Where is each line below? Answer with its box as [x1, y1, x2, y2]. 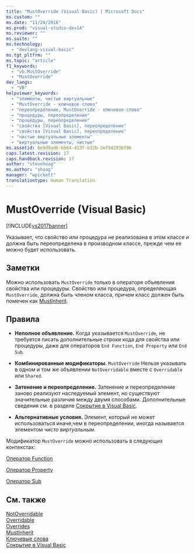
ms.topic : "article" [6, 57, 57, 63]
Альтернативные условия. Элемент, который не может [14, 414, 155, 421]
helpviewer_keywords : [6, 90, 59, 96]
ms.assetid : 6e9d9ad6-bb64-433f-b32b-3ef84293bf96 [6, 145, 132, 151]
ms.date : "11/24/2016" [6, 19, 61, 25]
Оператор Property [6, 467, 54, 474]
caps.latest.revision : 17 [6, 150, 69, 156]
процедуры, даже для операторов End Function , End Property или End [14, 342, 187, 349]
